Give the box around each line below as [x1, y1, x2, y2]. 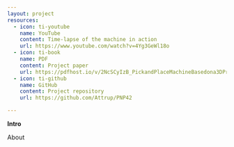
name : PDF [19, 56, 49, 63]
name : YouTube [19, 29, 61, 37]
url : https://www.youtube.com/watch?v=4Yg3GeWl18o [19, 42, 170, 49]
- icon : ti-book [13, 49, 61, 56]
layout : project [7, 10, 54, 17]
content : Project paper [19, 62, 89, 69]
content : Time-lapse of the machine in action [19, 36, 157, 43]
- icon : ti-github [13, 75, 68, 82]
